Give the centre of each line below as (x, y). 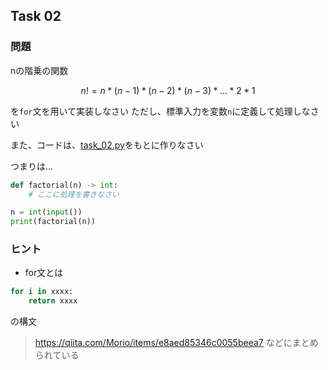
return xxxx (53, 301)
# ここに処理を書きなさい (74, 194)
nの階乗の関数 (39, 70)
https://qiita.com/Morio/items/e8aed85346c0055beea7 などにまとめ (176, 343)
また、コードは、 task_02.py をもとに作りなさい (107, 145)
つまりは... (32, 166)
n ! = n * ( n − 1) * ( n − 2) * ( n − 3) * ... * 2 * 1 (168, 90)
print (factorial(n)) (53, 222)
